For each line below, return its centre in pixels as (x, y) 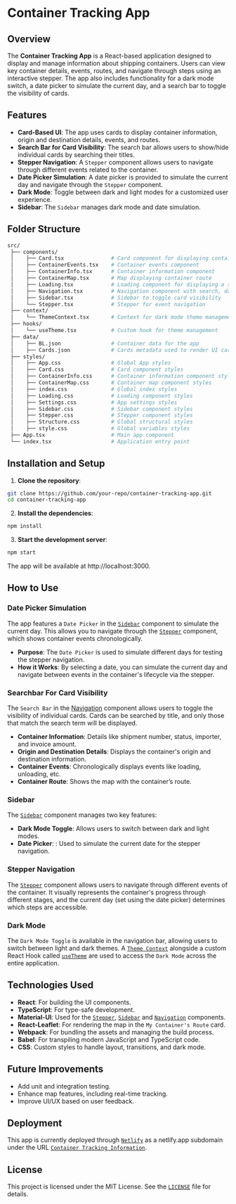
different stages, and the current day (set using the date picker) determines (116, 899)
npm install (25, 526)
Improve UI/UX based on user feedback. (76, 1101)
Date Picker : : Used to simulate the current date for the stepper (109, 844)
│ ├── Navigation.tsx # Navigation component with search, (116, 291)
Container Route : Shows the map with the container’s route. (104, 782)
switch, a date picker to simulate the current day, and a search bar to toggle (117, 85)
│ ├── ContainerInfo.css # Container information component (113, 376)
